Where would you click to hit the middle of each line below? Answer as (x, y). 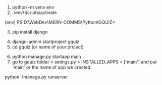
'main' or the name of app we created (51, 67)
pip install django (30, 32)
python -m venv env (33, 7)
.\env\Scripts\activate (34, 12)
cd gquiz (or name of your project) (48, 47)
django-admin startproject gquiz (46, 41)
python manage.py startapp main (46, 56)
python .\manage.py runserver (36, 77)
